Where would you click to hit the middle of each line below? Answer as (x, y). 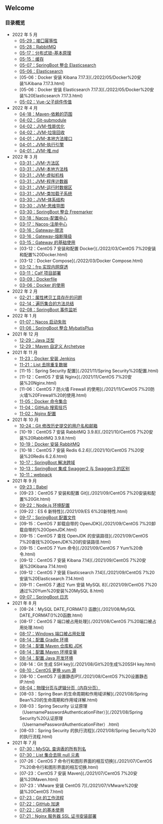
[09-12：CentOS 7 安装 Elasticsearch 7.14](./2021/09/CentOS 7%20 (87, 572)
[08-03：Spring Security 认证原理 (53, 706)
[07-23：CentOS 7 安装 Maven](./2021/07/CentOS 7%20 (76, 773)
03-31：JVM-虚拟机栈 (42, 175)
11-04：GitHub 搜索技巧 (43, 407)
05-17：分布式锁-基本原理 (45, 53)
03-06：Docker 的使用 (42, 285)
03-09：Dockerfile (38, 279)
